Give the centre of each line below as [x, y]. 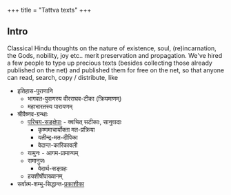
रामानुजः [36, 161]
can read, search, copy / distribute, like [63, 77]
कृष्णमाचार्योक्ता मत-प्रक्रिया [66, 130]
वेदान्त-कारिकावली [58, 145]
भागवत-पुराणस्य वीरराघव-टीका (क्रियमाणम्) [74, 99]
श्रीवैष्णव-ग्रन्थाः [32, 114]
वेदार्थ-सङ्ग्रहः [52, 168]
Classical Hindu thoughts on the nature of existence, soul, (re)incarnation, [112, 48]
